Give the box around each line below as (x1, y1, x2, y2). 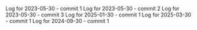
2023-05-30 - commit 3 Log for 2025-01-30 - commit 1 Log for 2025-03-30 (5, 11, 192, 18)
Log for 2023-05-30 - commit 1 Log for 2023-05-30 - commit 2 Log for (5, 5, 180, 12)
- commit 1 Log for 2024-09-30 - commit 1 (5, 18, 109, 24)
